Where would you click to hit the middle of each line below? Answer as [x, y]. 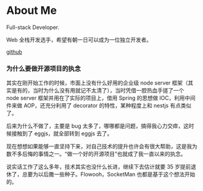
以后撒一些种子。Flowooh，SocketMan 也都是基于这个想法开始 [117, 174]
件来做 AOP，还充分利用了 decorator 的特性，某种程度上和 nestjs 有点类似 [99, 106]
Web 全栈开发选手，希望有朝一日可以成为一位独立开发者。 [79, 39]
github [14, 51]
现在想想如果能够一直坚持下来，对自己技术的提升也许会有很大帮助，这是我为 [102, 146]
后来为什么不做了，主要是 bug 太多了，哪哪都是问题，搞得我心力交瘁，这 [98, 126]
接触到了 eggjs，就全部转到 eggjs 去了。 [62, 134]
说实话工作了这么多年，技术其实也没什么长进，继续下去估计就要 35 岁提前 [98, 167]
